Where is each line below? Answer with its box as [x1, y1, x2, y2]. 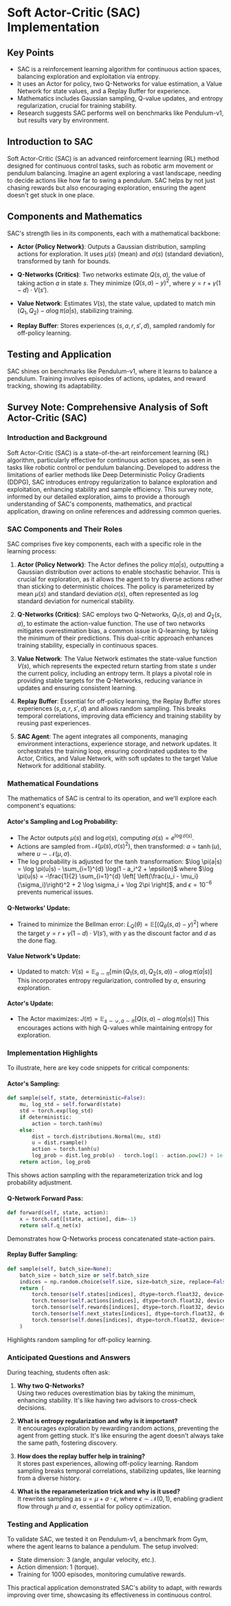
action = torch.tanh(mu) [32, 1120, 103, 1127]
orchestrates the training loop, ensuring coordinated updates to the [16, 747, 208, 755]
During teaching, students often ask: [7, 1368, 110, 1376]
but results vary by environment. [16, 116, 109, 124]
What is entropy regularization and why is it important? [16, 1417, 178, 1424]
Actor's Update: [7, 999, 54, 1008]
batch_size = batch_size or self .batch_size [19, 1272, 149, 1279]
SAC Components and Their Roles [7, 524, 123, 533]
